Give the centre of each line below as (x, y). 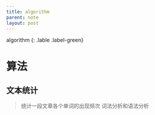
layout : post (23, 23)
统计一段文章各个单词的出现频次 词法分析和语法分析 (85, 106)
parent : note (23, 17)
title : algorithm (28, 12)
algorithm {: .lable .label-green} (45, 40)
